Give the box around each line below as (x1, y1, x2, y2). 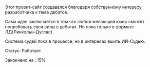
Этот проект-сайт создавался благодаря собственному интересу (5, 4, 142, 10)
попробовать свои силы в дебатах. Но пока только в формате (5, 24, 134, 30)
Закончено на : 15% (5, 57, 46, 63)
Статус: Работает (5, 48, 41, 53)
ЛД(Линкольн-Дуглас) (5, 29, 53, 34)
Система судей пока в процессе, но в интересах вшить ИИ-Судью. (5, 38, 145, 44)
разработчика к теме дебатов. (5, 9, 69, 15)
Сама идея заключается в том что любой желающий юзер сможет (5, 19, 145, 24)
